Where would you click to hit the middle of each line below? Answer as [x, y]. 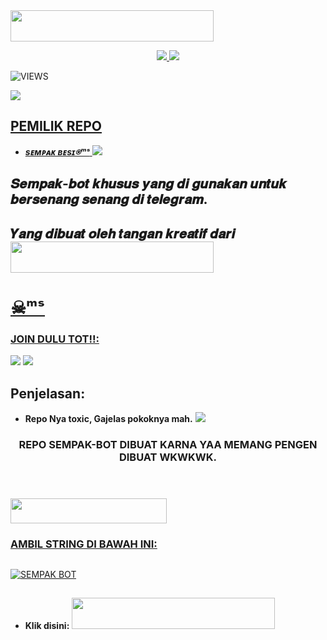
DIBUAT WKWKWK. [168, 457]
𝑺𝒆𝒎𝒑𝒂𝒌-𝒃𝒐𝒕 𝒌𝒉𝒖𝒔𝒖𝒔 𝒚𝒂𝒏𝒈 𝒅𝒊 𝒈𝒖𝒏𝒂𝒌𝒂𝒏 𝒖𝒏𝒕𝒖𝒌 [148, 184]
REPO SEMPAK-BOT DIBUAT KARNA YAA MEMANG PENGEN [168, 444]
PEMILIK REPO [56, 126]
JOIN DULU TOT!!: [55, 339]
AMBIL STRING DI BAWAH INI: [84, 544]
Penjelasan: [48, 393]
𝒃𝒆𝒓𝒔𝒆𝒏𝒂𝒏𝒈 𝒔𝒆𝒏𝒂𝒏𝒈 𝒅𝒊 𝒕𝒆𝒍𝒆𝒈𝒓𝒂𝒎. [109, 199]
